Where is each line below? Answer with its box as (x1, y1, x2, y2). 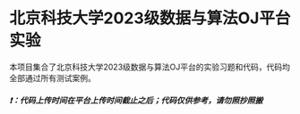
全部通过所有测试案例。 (9, 72, 96, 83)
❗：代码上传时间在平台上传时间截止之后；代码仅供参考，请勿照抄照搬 (9, 94, 263, 105)
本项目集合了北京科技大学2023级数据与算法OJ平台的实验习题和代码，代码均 (9, 61, 291, 72)
